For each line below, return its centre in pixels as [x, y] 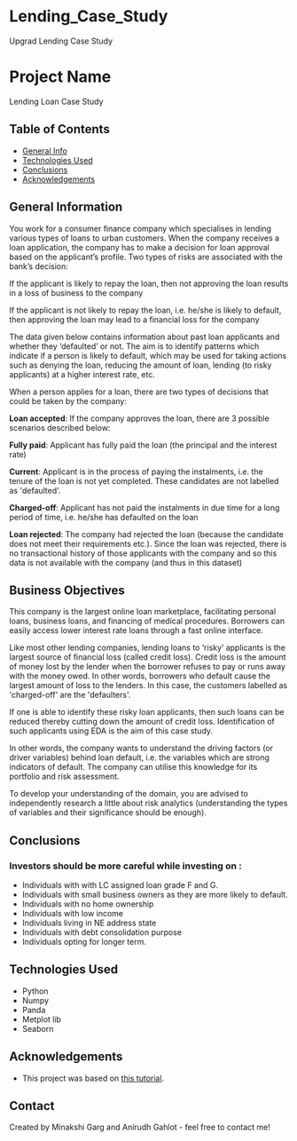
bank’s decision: [39, 266]
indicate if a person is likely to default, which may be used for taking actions [148, 355]
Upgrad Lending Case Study [61, 41]
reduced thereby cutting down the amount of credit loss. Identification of [142, 722]
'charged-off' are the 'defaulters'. [70, 695]
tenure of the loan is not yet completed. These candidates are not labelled [144, 480]
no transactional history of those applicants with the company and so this [143, 553]
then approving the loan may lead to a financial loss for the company [134, 319]
